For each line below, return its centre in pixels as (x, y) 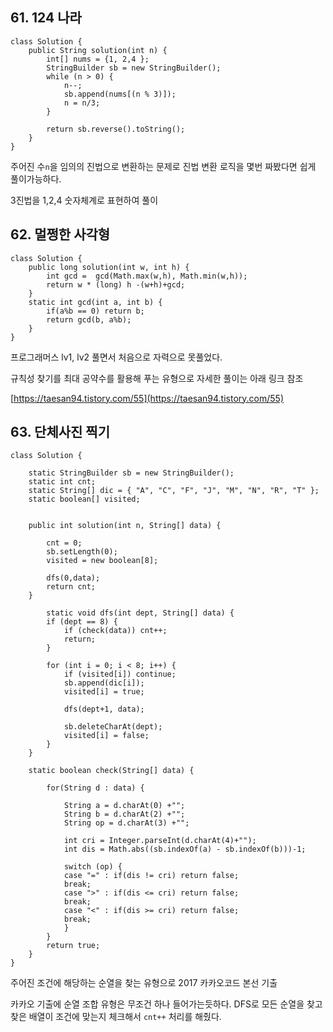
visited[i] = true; (104, 692)
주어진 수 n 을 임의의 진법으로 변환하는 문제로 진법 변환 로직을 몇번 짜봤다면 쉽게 (163, 166)
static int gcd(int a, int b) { (95, 302)
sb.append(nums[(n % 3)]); (120, 94)
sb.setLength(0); (82, 552)
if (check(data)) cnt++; (115, 631)
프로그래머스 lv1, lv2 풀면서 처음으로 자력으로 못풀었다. (116, 357)
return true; (73, 946)
